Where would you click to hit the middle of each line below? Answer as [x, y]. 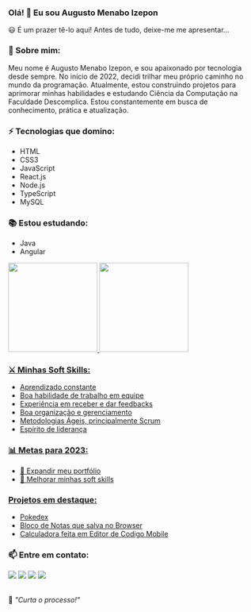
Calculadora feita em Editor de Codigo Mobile [94, 534]
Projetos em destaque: [53, 499]
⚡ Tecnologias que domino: [62, 131]
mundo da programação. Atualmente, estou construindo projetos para [122, 85]
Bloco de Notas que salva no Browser [81, 525]
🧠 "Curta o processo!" [44, 600]
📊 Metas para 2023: [48, 450]
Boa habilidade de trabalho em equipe [82, 395]
